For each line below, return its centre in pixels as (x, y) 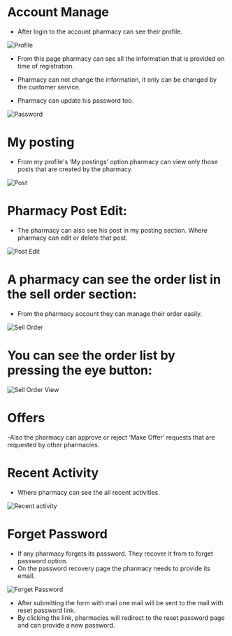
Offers (26, 418)
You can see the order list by (92, 355)
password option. (42, 561)
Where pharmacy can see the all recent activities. (89, 492)
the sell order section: (72, 294)
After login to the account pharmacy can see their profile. (100, 31)
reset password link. (46, 610)
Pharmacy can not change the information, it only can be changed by (117, 79)
